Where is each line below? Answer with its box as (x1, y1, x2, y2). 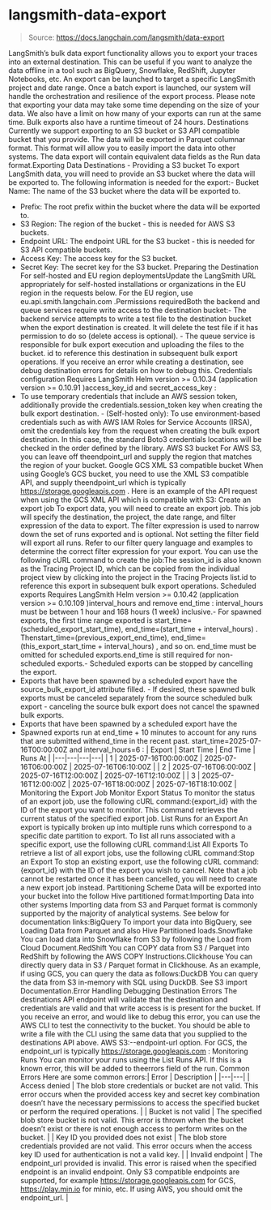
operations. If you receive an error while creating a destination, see (19, 357, 244, 367)
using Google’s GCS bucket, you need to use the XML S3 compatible (19, 469, 249, 478)
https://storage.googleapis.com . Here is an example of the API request (19, 486, 258, 496)
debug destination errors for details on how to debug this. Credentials (19, 365, 253, 375)
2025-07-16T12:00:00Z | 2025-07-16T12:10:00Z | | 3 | (19, 770, 201, 780)
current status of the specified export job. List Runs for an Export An (19, 813, 248, 823)
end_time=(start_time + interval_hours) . (125, 624, 259, 633)
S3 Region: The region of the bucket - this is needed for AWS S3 (19, 219, 235, 229)
